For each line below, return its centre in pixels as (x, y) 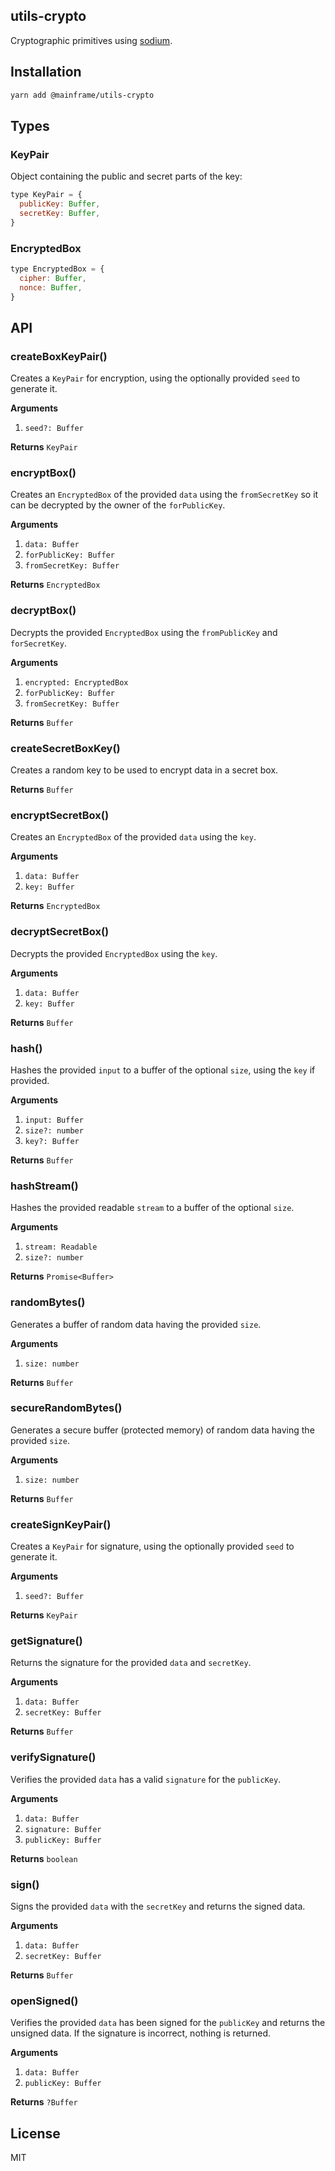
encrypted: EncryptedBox (76, 682)
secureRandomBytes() (66, 1408)
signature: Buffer (63, 1829)
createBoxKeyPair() (59, 356)
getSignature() (46, 1641)
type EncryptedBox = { (57, 269)
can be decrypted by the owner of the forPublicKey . (118, 505)
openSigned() (44, 2001)
